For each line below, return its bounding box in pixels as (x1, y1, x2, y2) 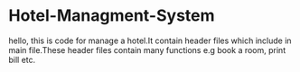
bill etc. (8, 54, 36, 65)
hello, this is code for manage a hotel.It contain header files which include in (8, 35, 292, 46)
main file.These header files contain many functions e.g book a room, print (8, 44, 286, 55)
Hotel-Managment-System (8, 5, 215, 26)
